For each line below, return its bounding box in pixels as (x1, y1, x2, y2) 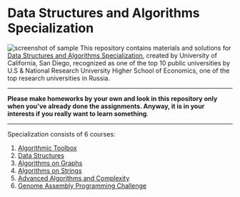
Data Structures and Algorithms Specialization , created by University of (7, 51, 218, 60)
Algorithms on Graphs (17, 159, 83, 167)
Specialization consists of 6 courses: (7, 129, 116, 138)
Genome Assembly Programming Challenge (17, 181, 147, 190)
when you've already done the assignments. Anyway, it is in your (7, 102, 205, 110)
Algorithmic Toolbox (17, 144, 77, 152)
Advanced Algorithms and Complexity (17, 174, 130, 182)
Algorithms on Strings (17, 166, 82, 175)
